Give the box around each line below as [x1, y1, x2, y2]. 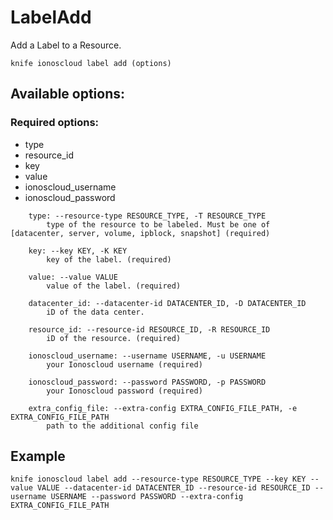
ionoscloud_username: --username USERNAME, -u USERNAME [28, 351, 267, 361]
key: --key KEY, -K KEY [28, 246, 128, 256]
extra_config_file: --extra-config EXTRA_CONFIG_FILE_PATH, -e [28, 403, 298, 413]
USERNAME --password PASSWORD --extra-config [50, 492, 244, 502]
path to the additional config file [46, 421, 199, 431]
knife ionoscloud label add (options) [10, 58, 172, 68]
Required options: [10, 116, 100, 130]
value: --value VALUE [28, 272, 118, 282]
